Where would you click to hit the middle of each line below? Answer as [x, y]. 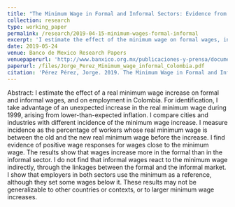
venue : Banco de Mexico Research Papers [67, 53]
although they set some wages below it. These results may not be [102, 182]
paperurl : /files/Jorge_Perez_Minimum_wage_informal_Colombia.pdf [106, 66]
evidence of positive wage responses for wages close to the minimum [108, 145]
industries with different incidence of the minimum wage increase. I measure [117, 122]
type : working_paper [37, 27]
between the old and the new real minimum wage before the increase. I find [116, 137]
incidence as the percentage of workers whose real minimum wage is [107, 130]
